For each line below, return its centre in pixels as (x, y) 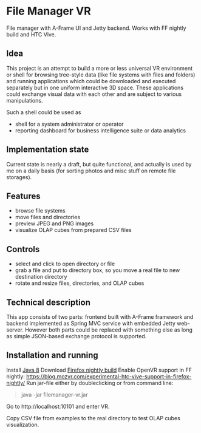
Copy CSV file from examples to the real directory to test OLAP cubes (93, 418)
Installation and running (52, 356)
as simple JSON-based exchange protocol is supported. (77, 336)
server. (15, 330)
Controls (23, 249)
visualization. (23, 424)
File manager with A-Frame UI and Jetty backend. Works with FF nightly (96, 28)
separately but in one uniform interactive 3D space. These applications (95, 87)
